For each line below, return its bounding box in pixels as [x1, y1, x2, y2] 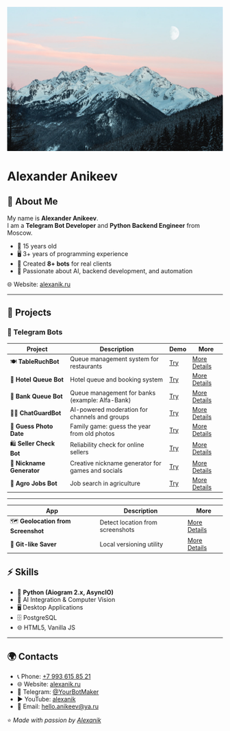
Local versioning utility [99, 539, 164, 548]
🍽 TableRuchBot [10, 358, 60, 366]
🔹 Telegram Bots [7, 327, 63, 336]
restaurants [70, 362, 103, 371]
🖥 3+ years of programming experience [16, 249, 129, 257]
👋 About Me [7, 196, 58, 207]
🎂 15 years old [16, 242, 57, 250]
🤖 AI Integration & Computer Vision [16, 595, 116, 603]
